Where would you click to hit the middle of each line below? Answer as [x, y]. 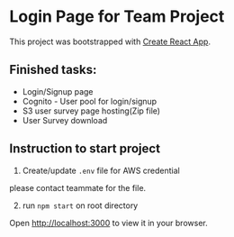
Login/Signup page [58, 91]
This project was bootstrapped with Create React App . [110, 41]
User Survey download [65, 120]
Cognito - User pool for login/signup [90, 101]
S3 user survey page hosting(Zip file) [91, 111]
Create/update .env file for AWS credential [101, 170]
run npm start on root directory [80, 205]
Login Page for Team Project [117, 17]
